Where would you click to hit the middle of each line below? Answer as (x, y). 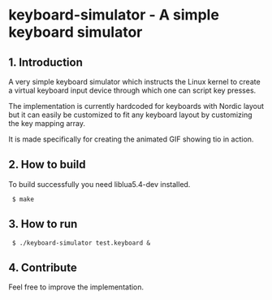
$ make (23, 199)
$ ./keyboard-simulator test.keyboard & (81, 243)
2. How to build (47, 165)
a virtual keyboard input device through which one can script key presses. (132, 90)
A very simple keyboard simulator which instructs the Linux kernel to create (135, 82)
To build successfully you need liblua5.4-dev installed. (99, 184)
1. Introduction (45, 62)
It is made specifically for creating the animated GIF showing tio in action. (131, 139)
